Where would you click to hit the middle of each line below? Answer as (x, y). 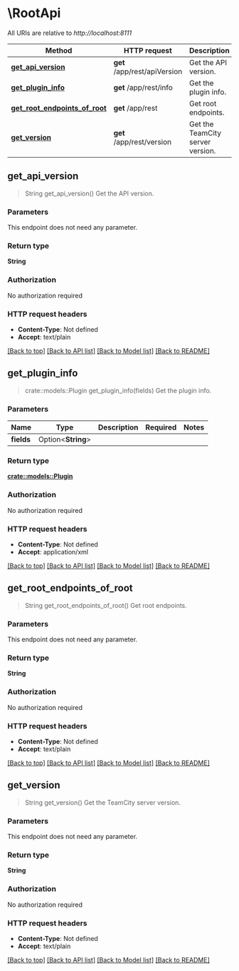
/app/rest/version (143, 142)
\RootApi (34, 13)
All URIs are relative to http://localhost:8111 (70, 33)
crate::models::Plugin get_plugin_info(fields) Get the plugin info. (118, 390)
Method (59, 50)
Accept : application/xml (53, 551)
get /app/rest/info (143, 87)
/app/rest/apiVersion (148, 71)
